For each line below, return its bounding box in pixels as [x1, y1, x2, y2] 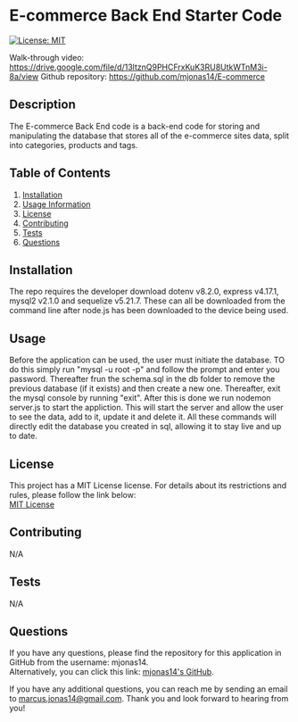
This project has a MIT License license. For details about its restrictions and [9, 480, 287, 491]
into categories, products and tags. [9, 139, 138, 150]
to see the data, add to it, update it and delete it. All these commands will [9, 411, 277, 422]
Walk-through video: [9, 52, 85, 62]
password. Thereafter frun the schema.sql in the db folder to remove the [9, 374, 276, 385]
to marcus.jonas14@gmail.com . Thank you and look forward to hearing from [9, 693, 289, 704]
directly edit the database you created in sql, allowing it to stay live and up [9, 421, 282, 432]
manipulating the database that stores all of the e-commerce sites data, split [9, 130, 290, 141]
